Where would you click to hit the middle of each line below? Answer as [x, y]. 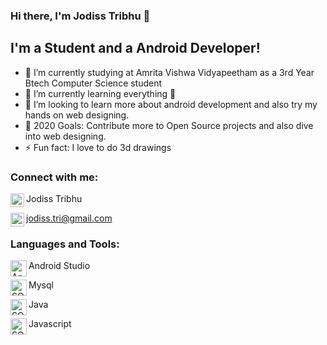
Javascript [50, 324]
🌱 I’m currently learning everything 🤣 [100, 93]
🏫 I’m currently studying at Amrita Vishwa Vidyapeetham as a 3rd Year [169, 72]
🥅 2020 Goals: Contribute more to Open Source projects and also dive [169, 125]
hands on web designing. [77, 115]
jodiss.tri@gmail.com [69, 218]
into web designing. [65, 136]
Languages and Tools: [65, 244]
